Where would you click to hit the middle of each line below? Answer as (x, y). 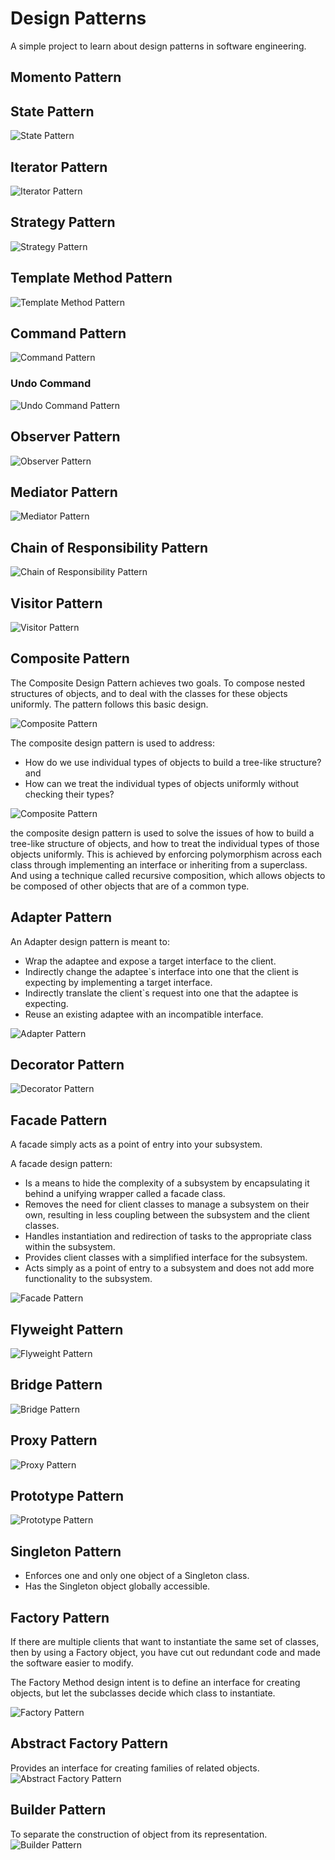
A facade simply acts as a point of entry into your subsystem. (136, 1144)
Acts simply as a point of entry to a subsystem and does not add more (169, 1268)
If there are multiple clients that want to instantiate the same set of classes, (165, 1642)
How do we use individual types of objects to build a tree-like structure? (173, 762)
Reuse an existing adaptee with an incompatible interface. (144, 1014)
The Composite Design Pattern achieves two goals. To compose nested (158, 683)
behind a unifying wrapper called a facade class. (125, 1194)
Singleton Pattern (66, 1551)
